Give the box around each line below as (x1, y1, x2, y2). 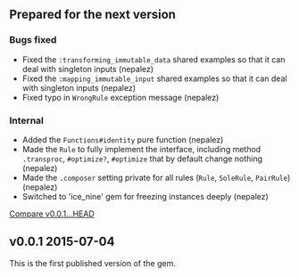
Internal (9, 114, 45, 126)
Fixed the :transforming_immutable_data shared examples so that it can (21, 53, 286, 65)
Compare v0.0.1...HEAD (9, 208, 96, 219)
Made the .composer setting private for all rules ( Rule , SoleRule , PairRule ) (21, 172, 291, 183)
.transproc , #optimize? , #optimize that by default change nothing (21, 153, 263, 164)
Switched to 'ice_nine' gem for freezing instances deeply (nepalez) (21, 191, 270, 201)
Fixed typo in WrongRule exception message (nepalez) (21, 92, 220, 102)
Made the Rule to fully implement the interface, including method (21, 143, 262, 154)
